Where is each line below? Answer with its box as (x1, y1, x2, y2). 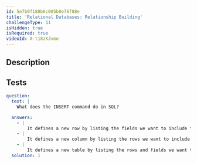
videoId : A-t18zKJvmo (6, 36, 59, 42)
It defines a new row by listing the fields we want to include (27, 125, 188, 131)
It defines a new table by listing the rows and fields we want (27, 147, 188, 153)
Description (6, 57, 50, 67)
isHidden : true (6, 25, 43, 31)
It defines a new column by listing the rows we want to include (27, 136, 191, 142)
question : (6, 93, 30, 99)
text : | (11, 99, 30, 104)
